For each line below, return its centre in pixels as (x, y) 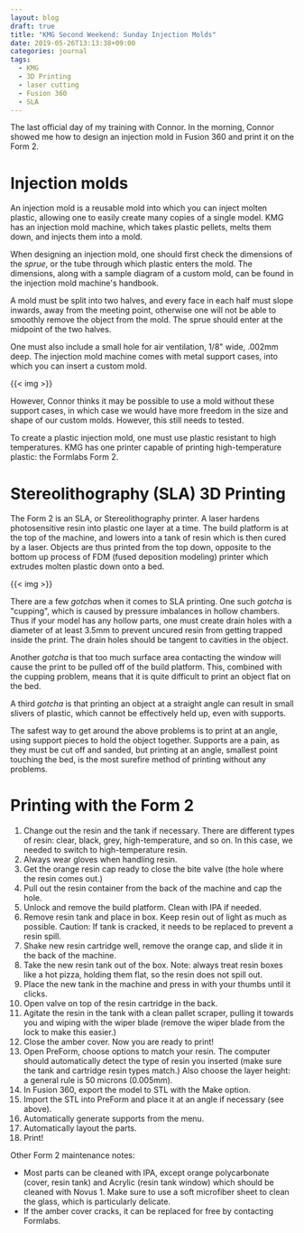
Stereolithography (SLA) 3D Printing (148, 494)
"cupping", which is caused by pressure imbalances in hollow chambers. (145, 612)
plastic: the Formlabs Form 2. (64, 457)
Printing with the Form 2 (102, 806)
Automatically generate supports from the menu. (114, 1119)
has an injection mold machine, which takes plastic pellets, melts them (141, 228)
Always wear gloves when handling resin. (100, 860)
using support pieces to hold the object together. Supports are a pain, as (145, 741)
